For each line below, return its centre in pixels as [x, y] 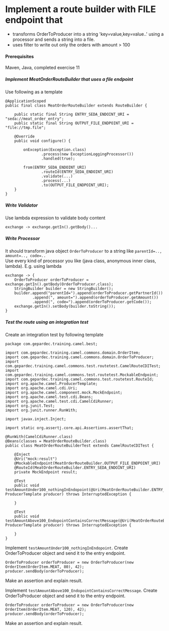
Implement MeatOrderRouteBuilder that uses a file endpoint [69, 79]
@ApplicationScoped [26, 101]
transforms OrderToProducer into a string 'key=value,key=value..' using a [88, 34]
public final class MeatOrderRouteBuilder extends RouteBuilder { [76, 106]
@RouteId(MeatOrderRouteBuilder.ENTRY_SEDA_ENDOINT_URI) [75, 468]
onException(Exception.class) [55, 150]
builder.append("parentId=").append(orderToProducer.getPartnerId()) [89, 293]
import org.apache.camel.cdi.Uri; [41, 388]
